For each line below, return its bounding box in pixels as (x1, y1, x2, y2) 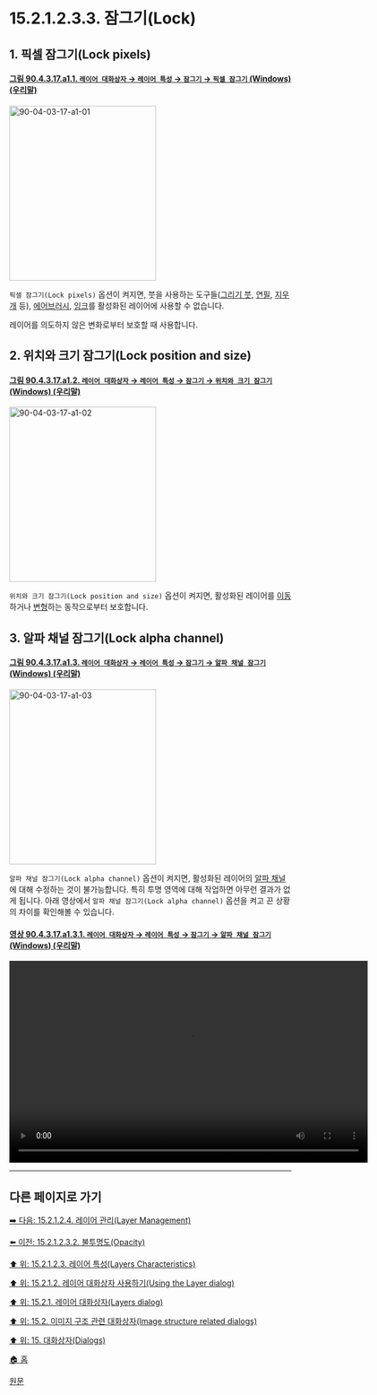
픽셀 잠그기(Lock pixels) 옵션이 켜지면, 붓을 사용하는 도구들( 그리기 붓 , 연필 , (9, 289, 273, 300)
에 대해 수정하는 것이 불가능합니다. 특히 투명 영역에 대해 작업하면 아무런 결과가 (9, 884, 282, 894)
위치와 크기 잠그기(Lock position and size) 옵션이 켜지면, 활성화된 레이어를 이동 (9, 590, 292, 601)
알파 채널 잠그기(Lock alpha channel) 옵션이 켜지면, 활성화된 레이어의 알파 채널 (9, 872, 287, 884)
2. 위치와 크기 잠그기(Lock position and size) (9, 348, 253, 363)
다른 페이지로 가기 (9, 1190, 102, 1205)
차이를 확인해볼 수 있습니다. (18, 906, 115, 917)
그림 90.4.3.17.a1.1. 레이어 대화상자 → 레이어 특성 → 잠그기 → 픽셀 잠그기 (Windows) (9, 74, 292, 84)
